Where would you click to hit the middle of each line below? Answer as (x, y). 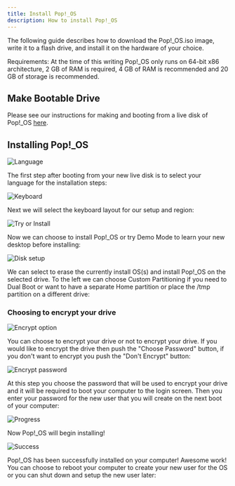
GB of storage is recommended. (53, 76)
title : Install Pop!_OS (42, 14)
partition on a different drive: (48, 294)
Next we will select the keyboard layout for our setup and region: (101, 210)
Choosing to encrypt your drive (62, 313)
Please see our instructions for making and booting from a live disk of (108, 115)
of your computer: (33, 406)
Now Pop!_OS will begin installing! (56, 433)
